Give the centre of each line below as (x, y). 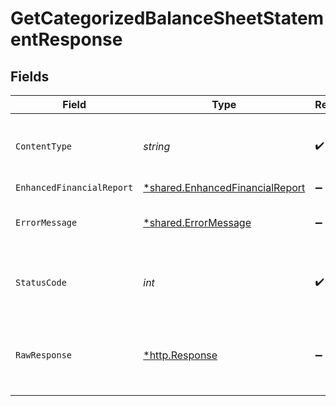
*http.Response (180, 355)
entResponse (66, 39)
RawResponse (44, 355)
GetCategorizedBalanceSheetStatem (167, 18)
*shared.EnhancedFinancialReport (224, 187)
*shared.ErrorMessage (197, 222)
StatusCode (41, 282)
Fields (30, 76)
